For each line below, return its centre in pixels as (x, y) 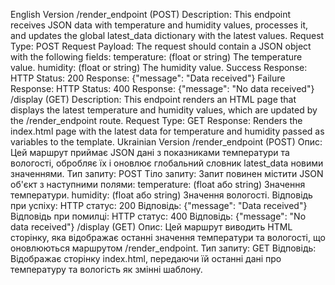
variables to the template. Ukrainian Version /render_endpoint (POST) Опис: (166, 142)
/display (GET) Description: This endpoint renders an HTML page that (153, 99)
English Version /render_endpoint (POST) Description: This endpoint (151, 14)
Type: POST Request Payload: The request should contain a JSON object (161, 46)
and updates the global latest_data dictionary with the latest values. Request (167, 35)
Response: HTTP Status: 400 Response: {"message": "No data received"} (162, 88)
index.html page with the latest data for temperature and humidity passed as (167, 131)
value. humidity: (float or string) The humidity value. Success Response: (159, 67)
